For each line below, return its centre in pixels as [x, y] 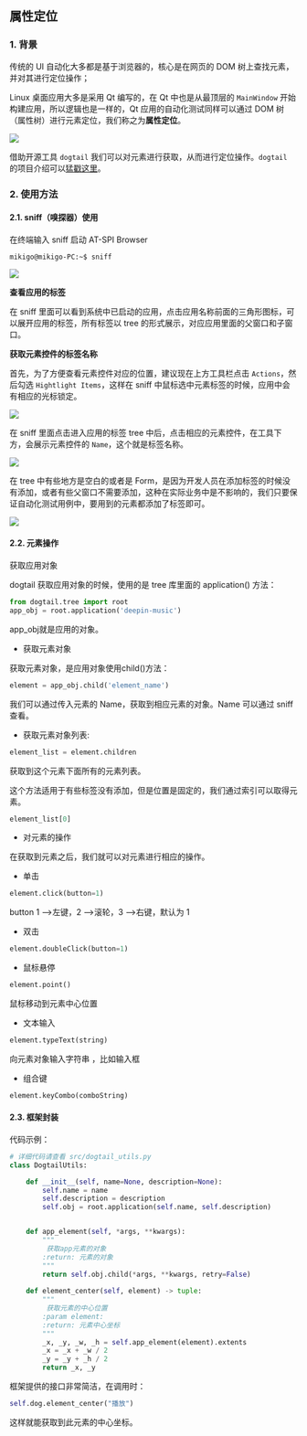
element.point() [40, 985]
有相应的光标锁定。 [46, 396]
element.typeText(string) [58, 1040]
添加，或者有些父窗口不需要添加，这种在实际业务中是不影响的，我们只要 [153, 492]
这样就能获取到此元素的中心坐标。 [74, 1422]
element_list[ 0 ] [40, 819]
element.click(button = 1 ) [57, 894]
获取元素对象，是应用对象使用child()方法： [90, 668]
